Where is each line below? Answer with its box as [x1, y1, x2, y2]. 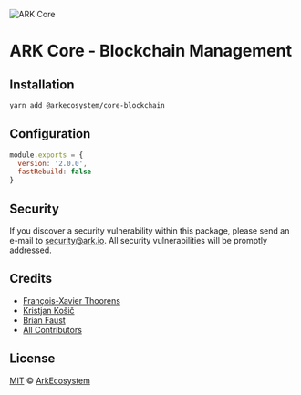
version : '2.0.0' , [17, 159, 88, 168]
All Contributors [22, 324, 82, 335]
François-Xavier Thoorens [22, 295, 121, 306]
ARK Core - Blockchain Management [9, 41, 293, 61]
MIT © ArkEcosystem [9, 375, 91, 386]
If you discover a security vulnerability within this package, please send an [9, 225, 290, 236]
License [9, 351, 56, 367]
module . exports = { [9, 151, 84, 160]
